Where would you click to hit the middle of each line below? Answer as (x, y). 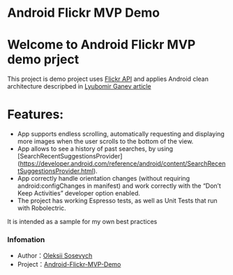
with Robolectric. (42, 208)
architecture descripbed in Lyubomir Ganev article (79, 87)
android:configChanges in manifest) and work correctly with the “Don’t (119, 186)
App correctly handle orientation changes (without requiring (104, 179)
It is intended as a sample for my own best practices (82, 222)
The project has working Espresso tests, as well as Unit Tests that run (117, 201)
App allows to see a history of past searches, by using (95, 149)
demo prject (43, 60)
